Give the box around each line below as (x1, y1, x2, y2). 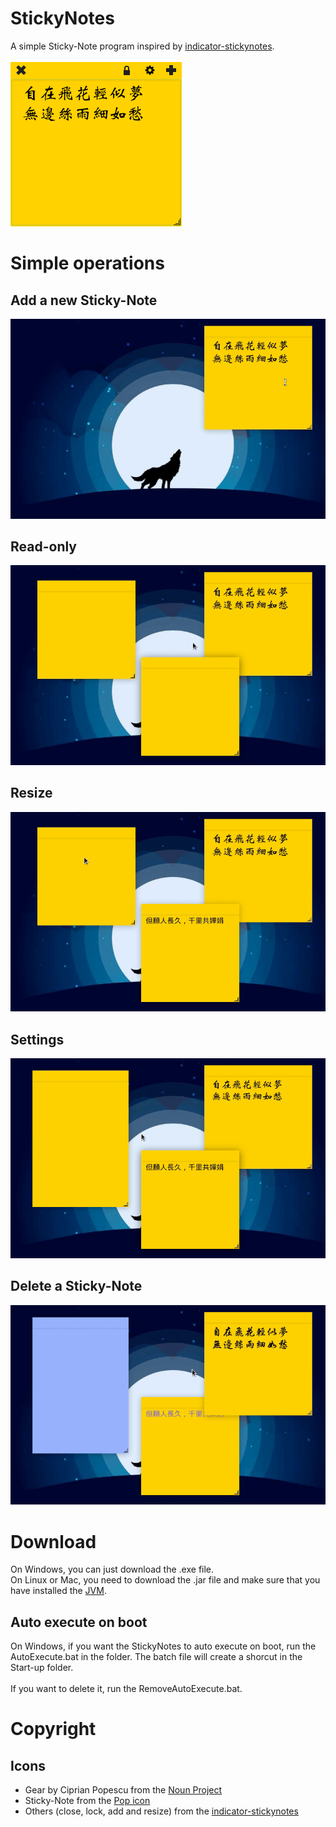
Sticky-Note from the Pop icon (24, 1795, 151, 1807)
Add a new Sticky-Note (10, 292, 158, 309)
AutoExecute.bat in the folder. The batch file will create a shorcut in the (10, 1651, 303, 1663)
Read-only (10, 538, 78, 555)
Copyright (10, 1718, 97, 1741)
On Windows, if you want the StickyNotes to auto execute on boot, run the (10, 1640, 317, 1652)
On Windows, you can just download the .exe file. (10, 1563, 215, 1576)
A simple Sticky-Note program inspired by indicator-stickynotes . (10, 40, 275, 52)
